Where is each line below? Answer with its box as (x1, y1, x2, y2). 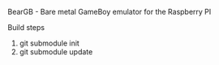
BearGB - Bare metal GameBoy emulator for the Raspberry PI (7, 7, 212, 16)
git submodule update (19, 47, 93, 56)
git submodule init (19, 38, 80, 48)
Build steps (7, 23, 45, 32)
